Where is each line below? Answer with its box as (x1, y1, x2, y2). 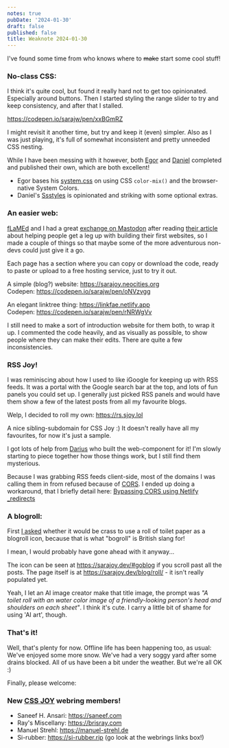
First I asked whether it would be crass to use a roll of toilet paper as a (7, 527, 206, 535)
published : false (7, 29, 57, 36)
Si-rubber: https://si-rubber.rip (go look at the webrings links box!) (16, 733, 204, 741)
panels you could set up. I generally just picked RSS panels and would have (7, 390, 221, 399)
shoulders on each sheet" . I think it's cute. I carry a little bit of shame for (7, 603, 211, 611)
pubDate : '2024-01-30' (7, 16, 72, 23)
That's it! (7, 628, 38, 638)
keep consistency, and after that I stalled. (7, 102, 123, 110)
